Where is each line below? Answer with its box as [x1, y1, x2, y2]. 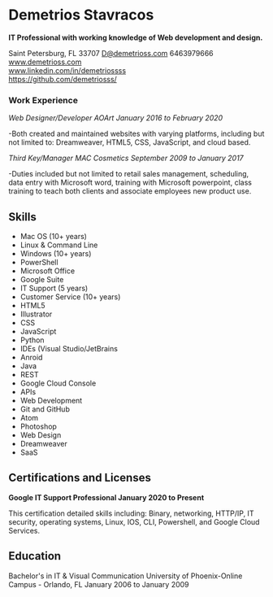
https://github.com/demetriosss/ [8, 74, 118, 84]
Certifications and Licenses [8, 471, 152, 485]
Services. [8, 525, 41, 535]
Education [8, 549, 62, 563]
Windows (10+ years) [19, 249, 92, 259]
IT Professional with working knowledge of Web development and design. [8, 33, 263, 42]
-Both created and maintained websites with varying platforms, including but [8, 129, 265, 139]
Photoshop [19, 421, 57, 432]
